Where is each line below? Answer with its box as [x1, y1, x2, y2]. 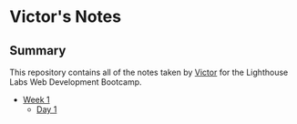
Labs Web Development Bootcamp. [9, 77, 143, 88]
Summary [9, 43, 67, 58]
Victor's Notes [9, 6, 121, 27]
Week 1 [22, 94, 50, 105]
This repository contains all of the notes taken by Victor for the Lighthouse [9, 67, 289, 77]
